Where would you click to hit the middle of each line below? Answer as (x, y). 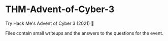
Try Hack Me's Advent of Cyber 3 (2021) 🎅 (50, 23)
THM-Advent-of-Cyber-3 (60, 9)
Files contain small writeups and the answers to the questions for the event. (84, 33)
